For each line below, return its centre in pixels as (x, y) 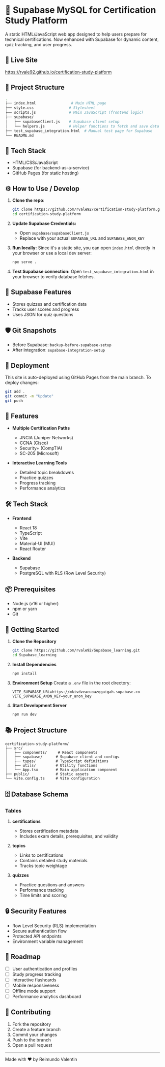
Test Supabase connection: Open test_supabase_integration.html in (83, 271)
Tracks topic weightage (43, 866)
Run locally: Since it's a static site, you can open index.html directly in (84, 248)
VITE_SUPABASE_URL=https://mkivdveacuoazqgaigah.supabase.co (76, 692)
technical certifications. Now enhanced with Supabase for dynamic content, (82, 39)
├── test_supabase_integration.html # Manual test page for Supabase (79, 131)
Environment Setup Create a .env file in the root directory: (71, 683)
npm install (24, 673)
